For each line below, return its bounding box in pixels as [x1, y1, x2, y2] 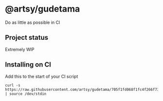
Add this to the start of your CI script [5, 73, 79, 79]
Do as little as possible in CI [5, 19, 61, 25]
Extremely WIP [5, 46, 35, 52]
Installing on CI [5, 61, 51, 69]
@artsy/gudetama [5, 3, 80, 15]
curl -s [5, 83, 21, 88]
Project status [5, 34, 49, 42]
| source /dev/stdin [5, 91, 47, 96]
